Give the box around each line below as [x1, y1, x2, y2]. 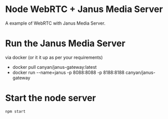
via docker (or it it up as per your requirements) [5, 54, 103, 60]
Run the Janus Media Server [5, 38, 125, 49]
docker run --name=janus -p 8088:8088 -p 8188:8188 [12, 69, 124, 75]
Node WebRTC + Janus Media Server [5, 4, 163, 15]
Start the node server [5, 92, 96, 104]
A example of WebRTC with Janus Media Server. [5, 20, 106, 26]
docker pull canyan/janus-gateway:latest [12, 64, 97, 70]
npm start [5, 109, 26, 114]
